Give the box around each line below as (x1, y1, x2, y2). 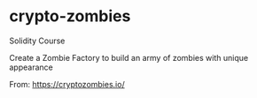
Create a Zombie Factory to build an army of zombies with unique (9, 52, 249, 63)
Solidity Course (9, 35, 66, 46)
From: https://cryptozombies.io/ (9, 79, 126, 89)
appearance (9, 62, 53, 72)
